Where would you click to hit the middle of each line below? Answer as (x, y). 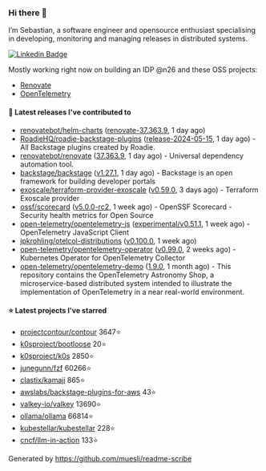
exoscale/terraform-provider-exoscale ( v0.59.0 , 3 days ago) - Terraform (139, 189)
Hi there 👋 (28, 13)
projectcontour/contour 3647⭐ (71, 332)
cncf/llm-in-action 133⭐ (59, 440)
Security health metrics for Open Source (87, 215)
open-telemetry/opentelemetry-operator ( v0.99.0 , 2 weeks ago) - (128, 249)
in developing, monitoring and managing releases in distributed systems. (128, 38)
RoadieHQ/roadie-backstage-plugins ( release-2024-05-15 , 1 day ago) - (138, 139)
